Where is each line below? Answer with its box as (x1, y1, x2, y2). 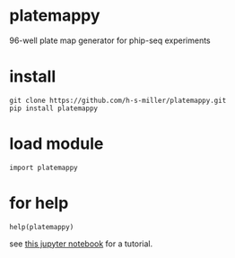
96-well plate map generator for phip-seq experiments (9, 35, 211, 46)
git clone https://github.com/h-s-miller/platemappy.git (9, 96, 227, 105)
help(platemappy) (9, 222, 74, 231)
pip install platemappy (9, 104, 99, 113)
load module (9, 133, 104, 154)
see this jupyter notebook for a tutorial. (9, 238, 153, 249)
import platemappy (9, 163, 78, 172)
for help (9, 193, 69, 213)
